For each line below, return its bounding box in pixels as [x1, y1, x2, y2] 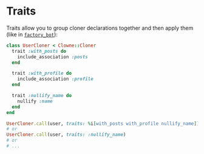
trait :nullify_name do [12, 93, 72, 99]
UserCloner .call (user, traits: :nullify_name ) [6, 132, 126, 138]
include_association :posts [17, 53, 88, 60]
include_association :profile [17, 76, 94, 82]
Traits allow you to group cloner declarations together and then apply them [6, 24, 194, 32]
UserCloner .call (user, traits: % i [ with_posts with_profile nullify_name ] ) [6, 120, 200, 127]
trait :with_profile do [12, 70, 72, 76]
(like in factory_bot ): [6, 30, 58, 38]
